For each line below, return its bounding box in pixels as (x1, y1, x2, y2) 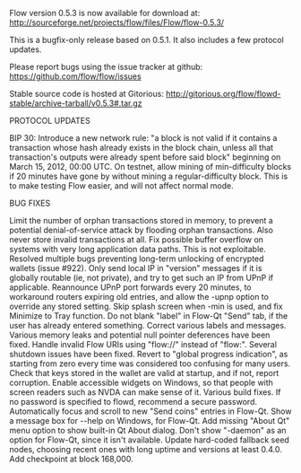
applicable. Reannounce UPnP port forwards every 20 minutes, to (9, 282, 252, 293)
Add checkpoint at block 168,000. (9, 453, 133, 464)
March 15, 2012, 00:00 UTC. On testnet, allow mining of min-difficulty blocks (9, 162, 292, 171)
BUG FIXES (9, 197, 51, 208)
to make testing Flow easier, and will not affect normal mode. (9, 180, 235, 191)
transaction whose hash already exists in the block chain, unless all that (9, 143, 274, 153)
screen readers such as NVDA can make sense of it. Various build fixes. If (9, 387, 281, 398)
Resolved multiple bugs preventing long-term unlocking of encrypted (9, 253, 264, 264)
